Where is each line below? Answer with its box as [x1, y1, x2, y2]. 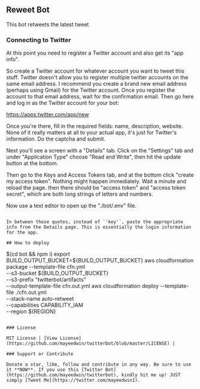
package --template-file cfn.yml [6, 264, 86, 271]
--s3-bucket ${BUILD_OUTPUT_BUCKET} [6, 270, 109, 277]
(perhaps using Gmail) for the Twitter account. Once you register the [6, 86, 175, 94]
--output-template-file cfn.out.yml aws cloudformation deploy [6, 282, 159, 290]
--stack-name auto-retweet [6, 295, 74, 303]
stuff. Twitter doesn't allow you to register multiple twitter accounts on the [6, 74, 189, 81]
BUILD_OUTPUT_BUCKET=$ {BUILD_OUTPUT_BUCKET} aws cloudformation [6, 257, 194, 264]
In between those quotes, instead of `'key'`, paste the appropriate [6, 219, 184, 225]
